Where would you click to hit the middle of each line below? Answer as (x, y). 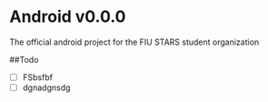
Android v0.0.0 (68, 17)
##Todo (24, 59)
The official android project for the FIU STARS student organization (134, 42)
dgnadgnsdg (46, 87)
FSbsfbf (37, 77)
